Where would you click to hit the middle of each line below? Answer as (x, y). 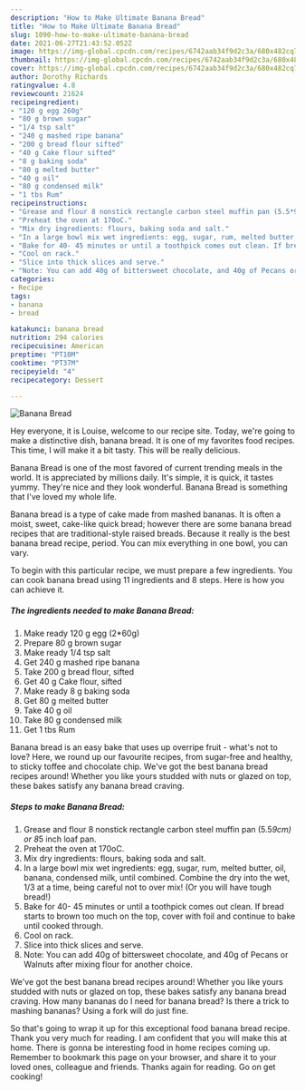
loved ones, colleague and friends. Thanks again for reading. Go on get (143, 1067)
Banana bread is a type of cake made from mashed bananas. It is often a (146, 514)
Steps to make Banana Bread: (68, 806)
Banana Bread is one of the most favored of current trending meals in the (147, 468)
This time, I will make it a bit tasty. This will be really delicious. (125, 451)
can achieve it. (38, 589)
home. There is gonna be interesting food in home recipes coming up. (140, 1047)
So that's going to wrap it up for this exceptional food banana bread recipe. (150, 1028)
